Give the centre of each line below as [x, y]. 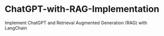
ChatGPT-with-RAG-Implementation [82, 9]
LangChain [16, 28]
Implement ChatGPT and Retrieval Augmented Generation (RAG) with [76, 23]
